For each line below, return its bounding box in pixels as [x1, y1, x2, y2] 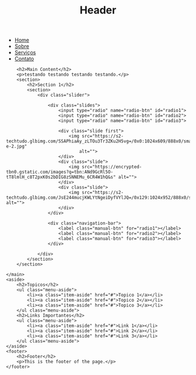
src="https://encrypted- [81, 164, 142, 170]
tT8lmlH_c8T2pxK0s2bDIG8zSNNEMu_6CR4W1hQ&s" [6, 174, 116, 180]
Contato [14, 55, 34, 62]
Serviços [14, 49, 36, 56]
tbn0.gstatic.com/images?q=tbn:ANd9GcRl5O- [6, 169, 114, 175]
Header [79, 4, 117, 17]
